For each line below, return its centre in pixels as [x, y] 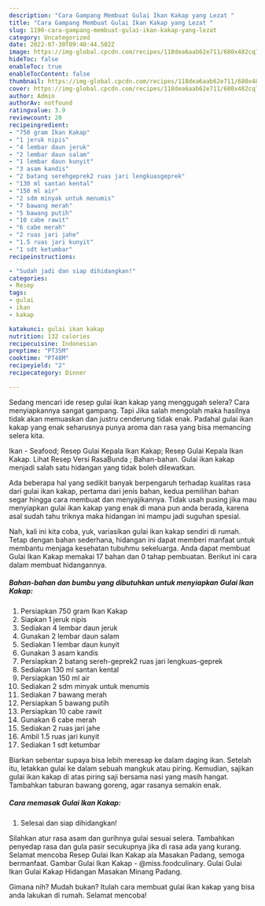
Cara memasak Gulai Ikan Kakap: [65, 803]
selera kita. [27, 435]
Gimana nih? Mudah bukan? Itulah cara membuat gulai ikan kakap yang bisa [132, 886]
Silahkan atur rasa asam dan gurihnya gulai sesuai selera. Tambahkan [122, 838]
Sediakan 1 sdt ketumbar [60, 745]
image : [20, 52]
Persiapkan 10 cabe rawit [61, 711]
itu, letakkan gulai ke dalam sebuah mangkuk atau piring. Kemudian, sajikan [131, 768]
